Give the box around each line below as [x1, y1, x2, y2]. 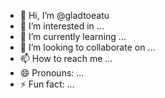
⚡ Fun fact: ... [19, 78, 75, 90]
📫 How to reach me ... [19, 53, 113, 64]
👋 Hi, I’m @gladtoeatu [19, 10, 110, 21]
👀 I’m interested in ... [19, 20, 105, 32]
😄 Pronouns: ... [19, 67, 85, 79]
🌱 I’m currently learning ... [19, 31, 127, 42]
